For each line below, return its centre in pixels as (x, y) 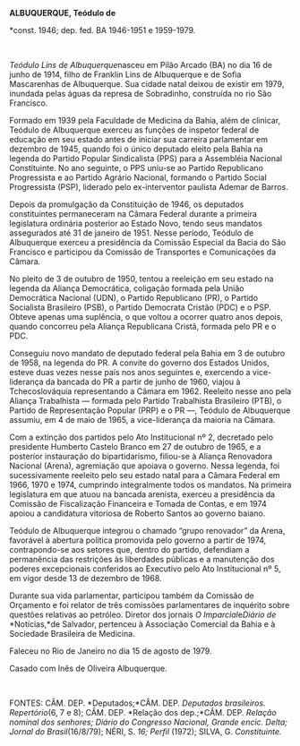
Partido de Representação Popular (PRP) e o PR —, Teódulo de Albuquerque (150, 410)
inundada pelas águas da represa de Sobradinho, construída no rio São (141, 94)
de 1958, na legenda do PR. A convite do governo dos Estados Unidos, (140, 363)
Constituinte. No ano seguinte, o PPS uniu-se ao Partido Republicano (137, 168)
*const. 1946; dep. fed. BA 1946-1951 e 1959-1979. (103, 30)
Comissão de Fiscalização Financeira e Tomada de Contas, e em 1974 (138, 504)
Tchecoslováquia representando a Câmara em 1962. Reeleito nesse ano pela (150, 391)
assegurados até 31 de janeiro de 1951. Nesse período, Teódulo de (132, 233)
